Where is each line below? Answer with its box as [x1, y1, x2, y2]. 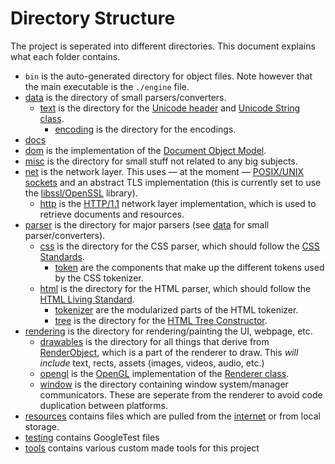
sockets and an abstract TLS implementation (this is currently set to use [24, 176, 322, 188]
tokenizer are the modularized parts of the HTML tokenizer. [54, 303, 299, 316]
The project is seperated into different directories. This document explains [10, 40, 316, 52]
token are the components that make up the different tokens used [54, 261, 325, 273]
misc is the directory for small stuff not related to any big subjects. [24, 155, 298, 167]
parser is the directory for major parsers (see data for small [24, 218, 270, 231]
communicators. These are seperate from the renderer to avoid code [39, 388, 323, 401]
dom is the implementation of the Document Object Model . [24, 144, 267, 156]
